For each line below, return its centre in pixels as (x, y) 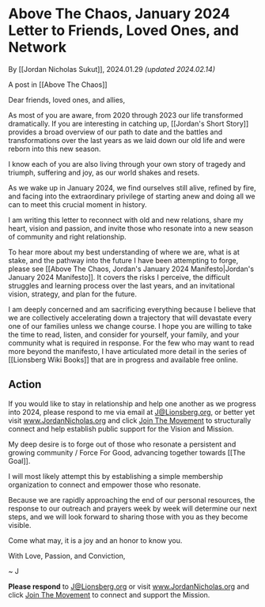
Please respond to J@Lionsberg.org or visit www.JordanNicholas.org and (129, 586)
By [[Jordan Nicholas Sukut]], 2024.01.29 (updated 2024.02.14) (112, 69)
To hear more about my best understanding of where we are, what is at (124, 252)
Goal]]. (19, 461)
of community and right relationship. (67, 236)
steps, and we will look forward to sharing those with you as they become (128, 517)
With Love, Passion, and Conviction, (67, 556)
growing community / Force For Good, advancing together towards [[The (127, 452)
